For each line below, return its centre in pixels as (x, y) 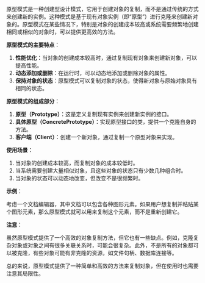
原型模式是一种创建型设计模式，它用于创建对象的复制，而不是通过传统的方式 (103, 9)
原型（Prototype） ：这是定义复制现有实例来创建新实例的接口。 (94, 114)
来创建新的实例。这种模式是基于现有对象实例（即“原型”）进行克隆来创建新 (100, 16)
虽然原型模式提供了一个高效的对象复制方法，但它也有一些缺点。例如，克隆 (100, 238)
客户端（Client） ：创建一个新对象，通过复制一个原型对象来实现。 (96, 137)
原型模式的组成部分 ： (33, 101)
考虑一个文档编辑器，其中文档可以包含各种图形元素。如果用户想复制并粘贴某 (103, 204)
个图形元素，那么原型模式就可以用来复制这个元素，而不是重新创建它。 (95, 212)
